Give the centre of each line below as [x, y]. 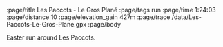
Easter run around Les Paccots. [51, 37]
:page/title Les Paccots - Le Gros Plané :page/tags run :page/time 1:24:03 [111, 10]
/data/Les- [186, 17]
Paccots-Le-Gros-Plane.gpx [47, 24]
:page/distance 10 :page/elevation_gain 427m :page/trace [88, 17]
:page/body [105, 24]
